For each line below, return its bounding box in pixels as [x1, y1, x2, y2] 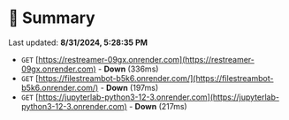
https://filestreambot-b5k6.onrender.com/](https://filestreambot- [38, 72, 274, 83]
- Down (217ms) [128, 101, 187, 111]
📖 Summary [8, 8, 95, 28]
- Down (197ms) [100, 82, 159, 93]
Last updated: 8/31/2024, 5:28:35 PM [8, 37, 148, 48]
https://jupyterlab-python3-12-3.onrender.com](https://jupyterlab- [38, 92, 280, 102]
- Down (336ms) [97, 64, 159, 74]
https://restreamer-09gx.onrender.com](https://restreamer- [38, 54, 255, 64]
